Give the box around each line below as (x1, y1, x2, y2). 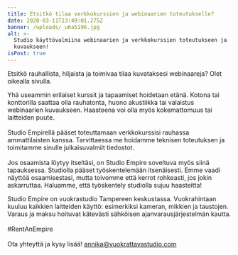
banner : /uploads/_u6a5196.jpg (7, 23, 100, 30)
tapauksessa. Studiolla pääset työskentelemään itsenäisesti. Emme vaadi (7, 166, 221, 174)
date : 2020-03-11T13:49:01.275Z (7, 17, 103, 24)
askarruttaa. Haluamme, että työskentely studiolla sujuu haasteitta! (7, 181, 202, 189)
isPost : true (7, 50, 46, 57)
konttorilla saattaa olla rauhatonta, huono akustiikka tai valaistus (7, 98, 195, 106)
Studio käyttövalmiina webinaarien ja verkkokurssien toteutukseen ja (13, 37, 227, 44)
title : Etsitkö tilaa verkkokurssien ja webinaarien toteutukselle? (7, 10, 215, 18)
